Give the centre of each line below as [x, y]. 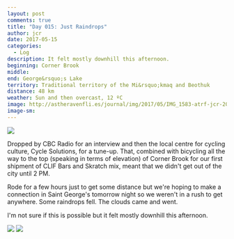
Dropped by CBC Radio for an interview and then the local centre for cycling [116, 144]
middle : [18, 72]
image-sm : [22, 111]
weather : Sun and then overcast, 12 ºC [65, 98]
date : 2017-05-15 [32, 40]
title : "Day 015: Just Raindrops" [57, 26]
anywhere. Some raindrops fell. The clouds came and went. [93, 201]
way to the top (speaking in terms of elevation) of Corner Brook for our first [115, 158]
